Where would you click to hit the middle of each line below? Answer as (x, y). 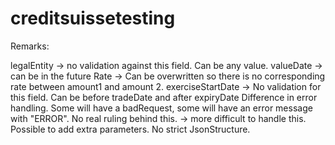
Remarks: (30, 46)
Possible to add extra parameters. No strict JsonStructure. (130, 129)
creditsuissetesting (93, 18)
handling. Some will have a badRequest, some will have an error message (161, 108)
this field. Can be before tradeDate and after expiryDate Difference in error (164, 97)
